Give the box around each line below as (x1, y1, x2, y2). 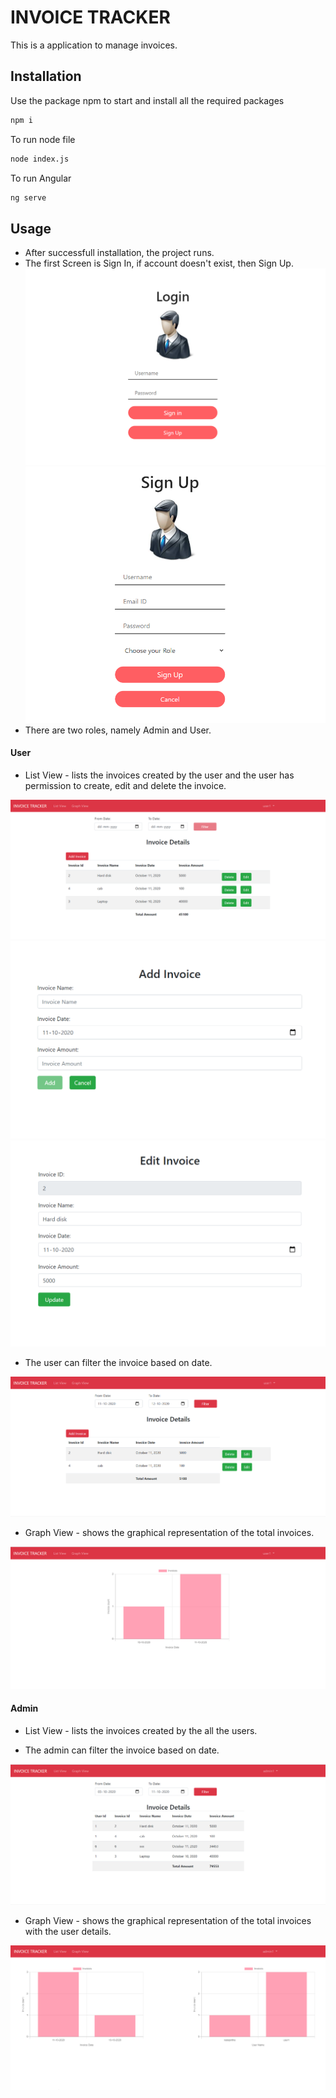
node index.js (10, 154, 70, 164)
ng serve (10, 192, 47, 203)
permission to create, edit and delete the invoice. (24, 780, 227, 791)
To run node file (10, 133, 76, 145)
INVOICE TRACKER (10, 6, 171, 29)
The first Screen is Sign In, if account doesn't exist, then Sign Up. (24, 257, 294, 270)
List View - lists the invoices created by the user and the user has (24, 769, 295, 781)
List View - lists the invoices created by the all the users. (24, 1724, 258, 1736)
